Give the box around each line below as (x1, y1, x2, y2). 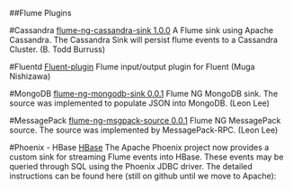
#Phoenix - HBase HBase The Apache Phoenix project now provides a (9, 142, 270, 152)
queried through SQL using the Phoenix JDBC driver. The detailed (9, 161, 253, 171)
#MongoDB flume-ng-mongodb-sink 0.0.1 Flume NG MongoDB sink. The (9, 89, 279, 99)
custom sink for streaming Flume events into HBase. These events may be (9, 151, 284, 162)
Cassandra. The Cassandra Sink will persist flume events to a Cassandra (9, 35, 279, 45)
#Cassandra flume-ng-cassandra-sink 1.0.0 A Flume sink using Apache (9, 25, 274, 35)
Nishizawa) (9, 71, 51, 82)
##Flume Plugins (9, 8, 72, 18)
